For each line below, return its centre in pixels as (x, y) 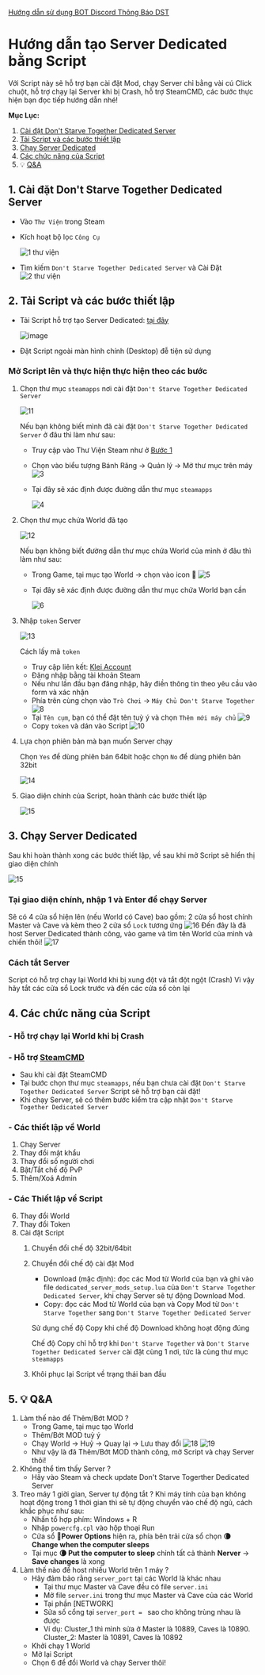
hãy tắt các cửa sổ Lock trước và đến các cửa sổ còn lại (99, 989)
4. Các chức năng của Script (79, 1013)
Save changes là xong (68, 1562)
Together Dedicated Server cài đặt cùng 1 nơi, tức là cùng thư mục (140, 1352)
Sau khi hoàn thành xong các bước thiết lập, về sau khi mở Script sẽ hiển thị (132, 855)
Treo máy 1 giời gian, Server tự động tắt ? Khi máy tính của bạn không (133, 1494)
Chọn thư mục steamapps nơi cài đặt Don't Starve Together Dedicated (133, 388)
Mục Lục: (24, 115)
